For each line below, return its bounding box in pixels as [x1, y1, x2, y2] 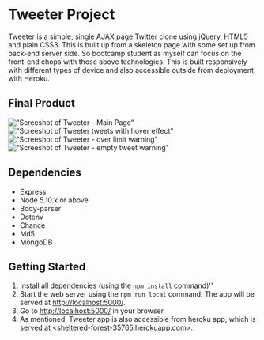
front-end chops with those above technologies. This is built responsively [8, 57, 247, 66]
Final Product [8, 96, 75, 110]
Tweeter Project [8, 6, 115, 24]
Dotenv [19, 212, 43, 221]
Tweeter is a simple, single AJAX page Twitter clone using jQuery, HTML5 [8, 32, 249, 41]
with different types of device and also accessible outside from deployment [8, 65, 255, 74]
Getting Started [8, 259, 86, 274]
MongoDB [19, 237, 53, 247]
